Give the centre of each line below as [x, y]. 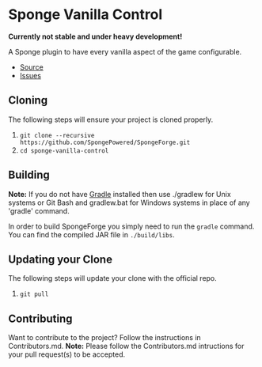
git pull [34, 294]
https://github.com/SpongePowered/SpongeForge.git [105, 142]
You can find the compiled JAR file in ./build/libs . [92, 234]
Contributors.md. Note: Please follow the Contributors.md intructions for [126, 346]
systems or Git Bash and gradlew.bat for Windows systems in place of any [129, 202]
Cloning [28, 100]
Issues [30, 75]
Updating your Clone [61, 259]
